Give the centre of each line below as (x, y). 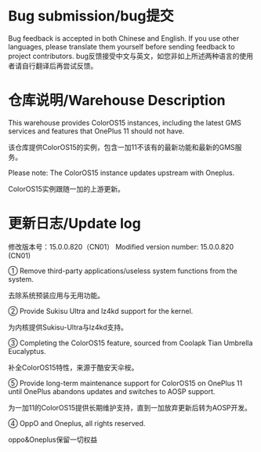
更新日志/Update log (74, 224)
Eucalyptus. (27, 351)
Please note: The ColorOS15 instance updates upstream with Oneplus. (121, 173)
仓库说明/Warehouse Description (117, 101)
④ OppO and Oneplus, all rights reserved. (77, 423)
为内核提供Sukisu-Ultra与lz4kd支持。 (68, 327)
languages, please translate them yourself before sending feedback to (121, 46)
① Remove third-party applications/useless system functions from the (123, 271)
